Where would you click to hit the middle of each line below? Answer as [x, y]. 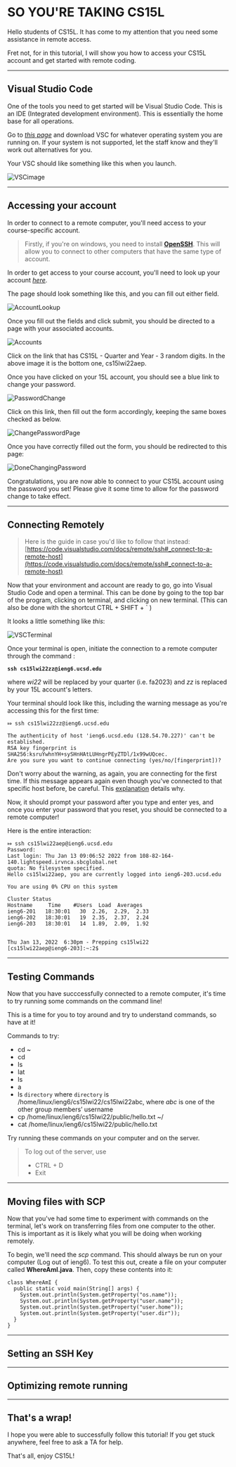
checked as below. [34, 419]
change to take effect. [39, 496]
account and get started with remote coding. [72, 60]
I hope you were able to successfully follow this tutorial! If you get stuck [111, 1435]
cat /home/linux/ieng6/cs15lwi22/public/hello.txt [87, 1125]
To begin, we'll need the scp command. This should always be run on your [115, 1255]
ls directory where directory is [63, 1094]
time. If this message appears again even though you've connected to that [115, 781]
